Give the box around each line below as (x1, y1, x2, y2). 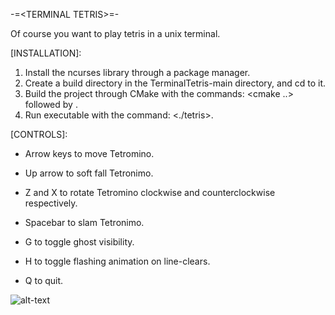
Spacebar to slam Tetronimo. (24, 217, 145, 228)
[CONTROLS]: (10, 129, 68, 140)
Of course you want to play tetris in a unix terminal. (10, 28, 221, 39)
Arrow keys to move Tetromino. (24, 148, 155, 159)
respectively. (24, 197, 78, 209)
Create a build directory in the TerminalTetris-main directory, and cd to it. (24, 77, 327, 89)
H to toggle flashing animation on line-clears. (24, 255, 211, 267)
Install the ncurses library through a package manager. (24, 67, 251, 78)
